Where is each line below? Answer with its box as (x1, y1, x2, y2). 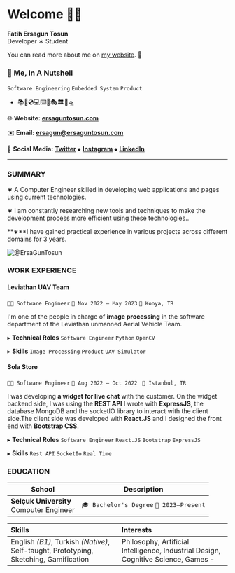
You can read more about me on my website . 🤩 (7, 50, 142, 59)
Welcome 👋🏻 (7, 6, 83, 22)
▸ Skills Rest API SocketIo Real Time (7, 448, 112, 457)
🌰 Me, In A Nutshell (7, 68, 73, 78)
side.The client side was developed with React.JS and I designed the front (7, 414, 222, 422)
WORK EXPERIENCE (7, 265, 77, 275)
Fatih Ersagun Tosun (7, 29, 69, 38)
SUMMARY (7, 170, 46, 179)
